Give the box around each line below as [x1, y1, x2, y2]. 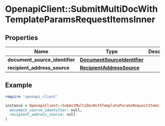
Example [5, 81, 32, 90]
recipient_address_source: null [9, 112, 76, 117]
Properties [5, 33, 38, 42]
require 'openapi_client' [5, 94, 58, 99]
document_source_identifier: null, [9, 107, 82, 113]
